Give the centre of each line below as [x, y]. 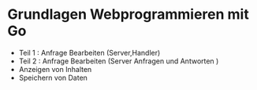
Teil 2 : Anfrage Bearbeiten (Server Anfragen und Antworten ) [119, 61]
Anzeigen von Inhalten [55, 69]
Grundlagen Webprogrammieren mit [128, 14]
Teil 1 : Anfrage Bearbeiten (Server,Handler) [89, 52]
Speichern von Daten [53, 77]
